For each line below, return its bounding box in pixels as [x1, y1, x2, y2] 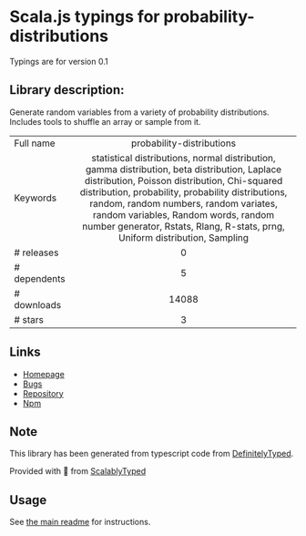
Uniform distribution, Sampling [117, 231, 249, 243]
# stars [14, 313, 44, 325]
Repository [22, 387, 64, 398]
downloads [14, 298, 62, 311]
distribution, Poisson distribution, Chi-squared [84, 174, 283, 187]
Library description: [9, 82, 125, 98]
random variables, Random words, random [92, 208, 275, 221]
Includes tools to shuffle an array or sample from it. [9, 116, 201, 127]
